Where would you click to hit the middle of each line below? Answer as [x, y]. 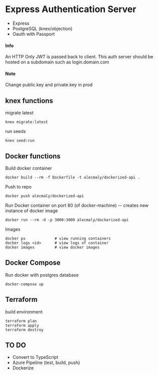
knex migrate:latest [27, 122]
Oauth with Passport [34, 34]
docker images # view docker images [52, 247]
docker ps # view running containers [58, 238]
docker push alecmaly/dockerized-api [45, 196]
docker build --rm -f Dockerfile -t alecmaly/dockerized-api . [73, 177]
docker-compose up [24, 284]
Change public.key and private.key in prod [49, 85]
